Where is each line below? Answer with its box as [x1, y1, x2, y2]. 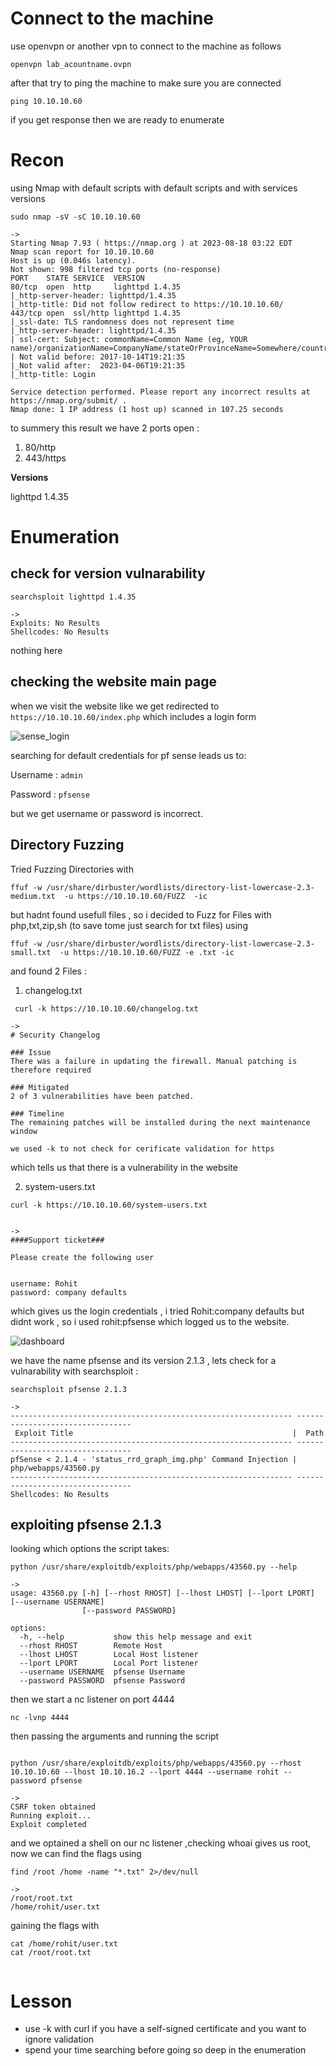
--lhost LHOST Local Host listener [19, 1650, 199, 1660]
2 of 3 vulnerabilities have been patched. [10, 1091, 195, 1101]
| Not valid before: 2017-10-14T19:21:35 [10, 352, 186, 362]
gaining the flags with [10, 1920, 100, 1932]
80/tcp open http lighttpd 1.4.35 [10, 282, 182, 292]
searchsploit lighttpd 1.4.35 [10, 592, 137, 602]
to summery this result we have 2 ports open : [10, 422, 200, 434]
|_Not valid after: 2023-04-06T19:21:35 [10, 360, 186, 371]
